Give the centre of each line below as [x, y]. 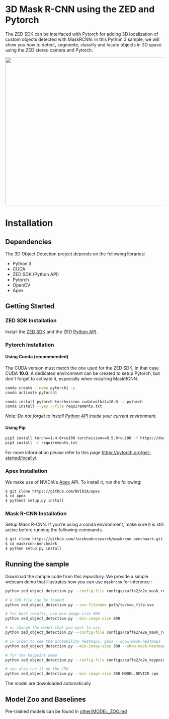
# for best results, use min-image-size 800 [53, 614]
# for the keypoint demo [31, 655]
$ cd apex [16, 496]
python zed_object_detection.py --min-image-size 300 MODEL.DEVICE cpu [82, 674]
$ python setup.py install [33, 548]
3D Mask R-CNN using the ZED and [80, 9]
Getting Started [30, 306]
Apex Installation [26, 471]
